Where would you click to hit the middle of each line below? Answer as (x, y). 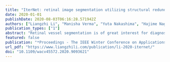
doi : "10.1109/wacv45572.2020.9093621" (47, 51)
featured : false (22, 38)
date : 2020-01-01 (24, 14)
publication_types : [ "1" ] (32, 28)
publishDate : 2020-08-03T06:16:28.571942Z (51, 19)
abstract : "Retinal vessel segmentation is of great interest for (77, 33)
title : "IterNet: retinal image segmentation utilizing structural (78, 10)
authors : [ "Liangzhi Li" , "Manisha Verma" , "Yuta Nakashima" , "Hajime (81, 24)
